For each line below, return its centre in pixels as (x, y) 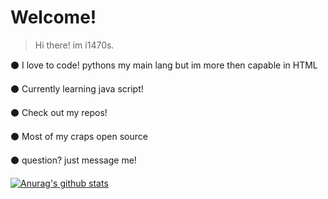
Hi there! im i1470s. (74, 45)
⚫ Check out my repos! (59, 112)
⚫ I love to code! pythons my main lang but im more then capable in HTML (164, 65)
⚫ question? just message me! (73, 160)
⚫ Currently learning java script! (77, 88)
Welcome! (53, 17)
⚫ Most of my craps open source (79, 136)
